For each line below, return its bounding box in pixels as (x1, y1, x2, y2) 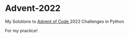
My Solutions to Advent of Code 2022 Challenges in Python (5, 19, 125, 24)
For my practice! (5, 28, 38, 33)
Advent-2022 (5, 3, 61, 14)
